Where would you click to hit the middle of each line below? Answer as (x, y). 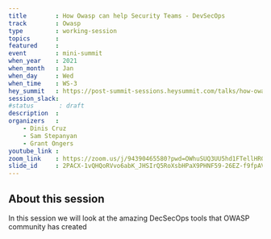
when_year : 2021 (43, 61)
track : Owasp (45, 23)
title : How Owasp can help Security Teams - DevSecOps (117, 16)
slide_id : (34, 166)
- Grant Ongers (48, 143)
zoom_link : (34, 158)
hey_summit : (34, 91)
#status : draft (46, 106)
